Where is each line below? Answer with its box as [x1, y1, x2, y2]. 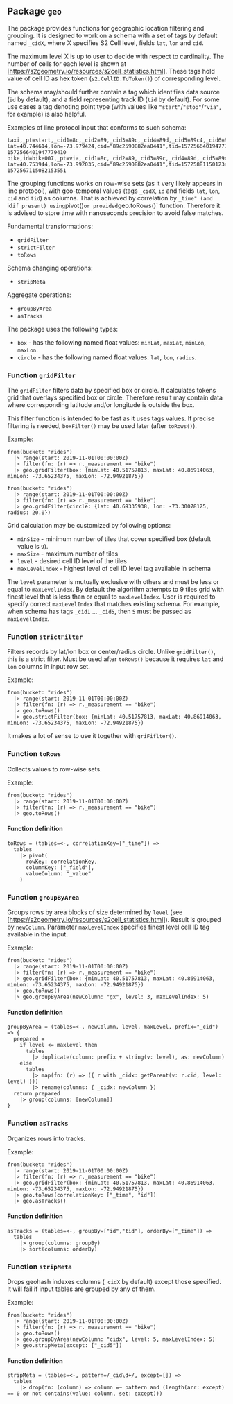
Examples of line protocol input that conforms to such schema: [7, 123, 187, 131]
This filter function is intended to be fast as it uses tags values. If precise [7, 414, 215, 422]
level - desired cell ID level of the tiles [17, 557, 127, 565]
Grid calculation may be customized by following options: [7, 522, 171, 530]
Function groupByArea [7, 892, 80, 902]
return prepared [13, 1090, 60, 1097]
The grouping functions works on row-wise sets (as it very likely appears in [7, 179, 223, 187]
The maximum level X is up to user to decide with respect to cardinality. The [7, 52, 224, 60]
